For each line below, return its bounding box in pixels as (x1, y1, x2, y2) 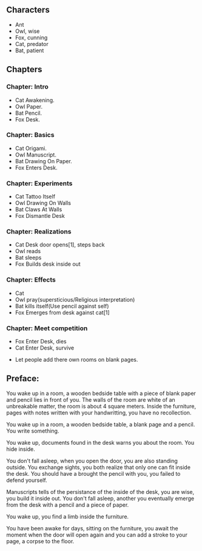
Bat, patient (15, 47, 44, 54)
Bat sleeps (15, 254, 42, 262)
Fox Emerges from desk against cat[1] (15, 309, 110, 316)
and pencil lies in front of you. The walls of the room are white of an (6, 396, 176, 403)
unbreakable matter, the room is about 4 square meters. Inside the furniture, (6, 402, 196, 410)
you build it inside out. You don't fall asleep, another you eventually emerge (6, 495, 195, 502)
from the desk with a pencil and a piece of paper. (6, 501, 129, 509)
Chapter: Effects (6, 275, 56, 284)
